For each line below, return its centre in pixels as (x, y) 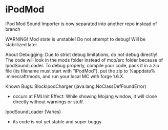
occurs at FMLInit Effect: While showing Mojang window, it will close (85, 96)
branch (13, 29)
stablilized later (21, 44)
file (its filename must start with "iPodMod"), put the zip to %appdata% (80, 71)
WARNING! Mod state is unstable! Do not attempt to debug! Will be (76, 39)
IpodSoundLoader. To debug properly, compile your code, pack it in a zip (82, 65)
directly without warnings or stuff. (48, 102)
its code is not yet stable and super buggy (57, 121)
